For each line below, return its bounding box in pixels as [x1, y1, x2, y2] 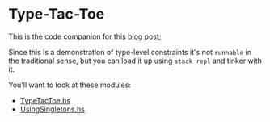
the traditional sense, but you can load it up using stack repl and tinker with [8, 56, 263, 65]
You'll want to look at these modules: [8, 80, 132, 90]
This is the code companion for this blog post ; [8, 32, 162, 41]
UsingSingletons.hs [19, 104, 85, 114]
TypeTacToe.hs [19, 95, 71, 105]
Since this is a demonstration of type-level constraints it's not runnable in [8, 47, 252, 57]
